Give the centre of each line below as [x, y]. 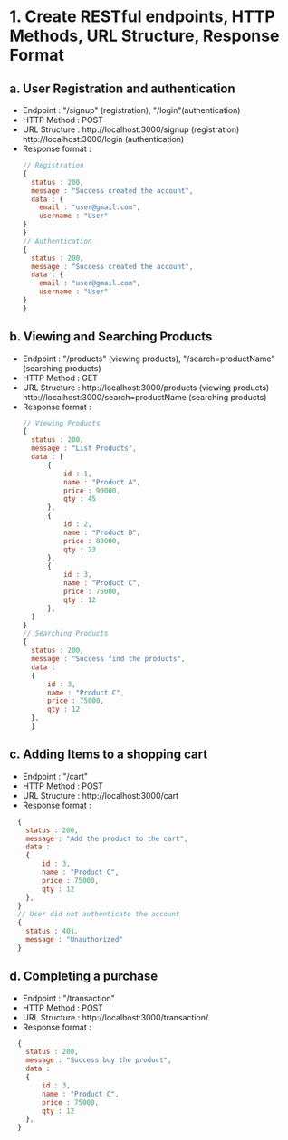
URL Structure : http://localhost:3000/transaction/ [115, 1017]
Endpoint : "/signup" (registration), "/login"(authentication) [131, 110]
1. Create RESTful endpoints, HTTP [143, 17]
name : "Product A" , [102, 482]
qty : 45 [80, 499]
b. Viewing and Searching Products [111, 337]
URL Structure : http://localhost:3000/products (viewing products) [146, 388]
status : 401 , [52, 931]
